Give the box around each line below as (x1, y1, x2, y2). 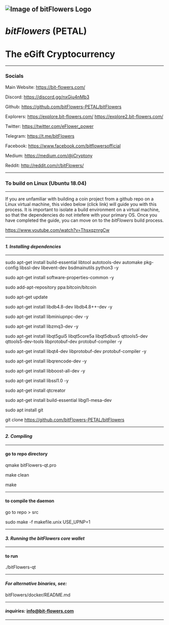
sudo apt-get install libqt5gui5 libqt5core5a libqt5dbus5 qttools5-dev (5, 333, 148, 339)
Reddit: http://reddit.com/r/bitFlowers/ (5, 162, 84, 168)
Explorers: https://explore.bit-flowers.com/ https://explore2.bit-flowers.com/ (5, 113, 163, 119)
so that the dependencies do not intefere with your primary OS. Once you (5, 212, 157, 218)
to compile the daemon (5, 498, 54, 504)
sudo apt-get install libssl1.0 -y (5, 378, 69, 384)
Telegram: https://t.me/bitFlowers (5, 133, 74, 139)
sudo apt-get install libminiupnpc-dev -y (5, 314, 89, 320)
